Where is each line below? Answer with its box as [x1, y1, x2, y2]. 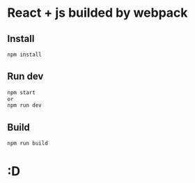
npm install [7, 51, 42, 58]
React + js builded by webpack [7, 5, 188, 21]
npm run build [7, 140, 49, 147]
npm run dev [7, 102, 42, 109]
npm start [7, 89, 36, 96]
